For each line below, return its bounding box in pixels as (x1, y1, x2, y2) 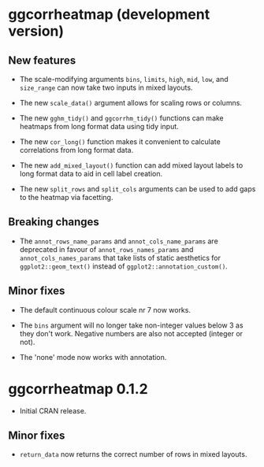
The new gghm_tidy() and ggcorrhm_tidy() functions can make (19, 113, 225, 123)
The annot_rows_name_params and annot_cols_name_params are (19, 236, 218, 246)
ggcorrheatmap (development (8, 6, 210, 24)
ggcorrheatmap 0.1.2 (8, 380, 148, 398)
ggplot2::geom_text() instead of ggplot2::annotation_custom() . (19, 261, 229, 271)
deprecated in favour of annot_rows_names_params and (19, 244, 194, 254)
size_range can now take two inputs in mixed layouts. (19, 83, 193, 92)
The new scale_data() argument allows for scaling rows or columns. (19, 98, 243, 107)
